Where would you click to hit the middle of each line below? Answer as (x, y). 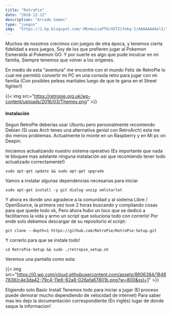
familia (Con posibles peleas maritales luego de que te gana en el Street (81, 81)
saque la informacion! (28, 306)
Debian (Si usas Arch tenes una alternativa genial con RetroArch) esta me (83, 130)
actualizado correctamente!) (35, 162)
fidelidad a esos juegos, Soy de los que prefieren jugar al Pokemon (76, 49)
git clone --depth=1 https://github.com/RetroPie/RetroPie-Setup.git (81, 231)
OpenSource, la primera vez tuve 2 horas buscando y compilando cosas (81, 205)
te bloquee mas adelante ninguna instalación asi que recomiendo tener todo (85, 156)
